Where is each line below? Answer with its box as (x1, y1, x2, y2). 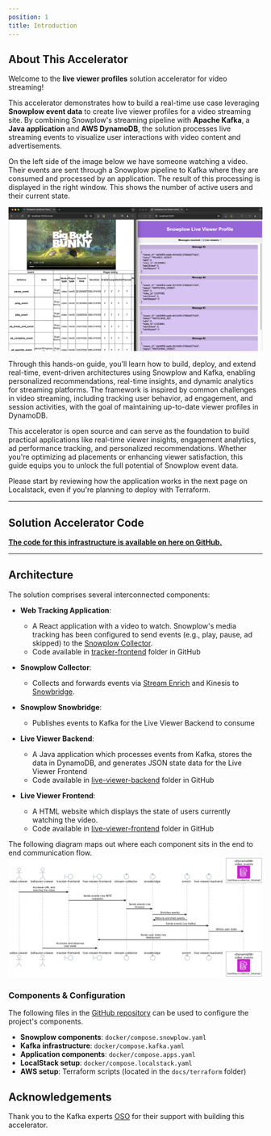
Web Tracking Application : (19, 605, 111, 615)
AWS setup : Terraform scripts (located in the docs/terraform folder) (19, 1067, 247, 1076)
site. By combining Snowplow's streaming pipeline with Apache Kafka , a (8, 116, 250, 125)
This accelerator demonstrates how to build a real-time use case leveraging (8, 98, 260, 108)
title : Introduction (8, 21, 78, 30)
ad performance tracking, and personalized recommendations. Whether (8, 444, 248, 453)
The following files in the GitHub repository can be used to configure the (8, 1008, 249, 1018)
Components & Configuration (8, 990, 126, 1001)
